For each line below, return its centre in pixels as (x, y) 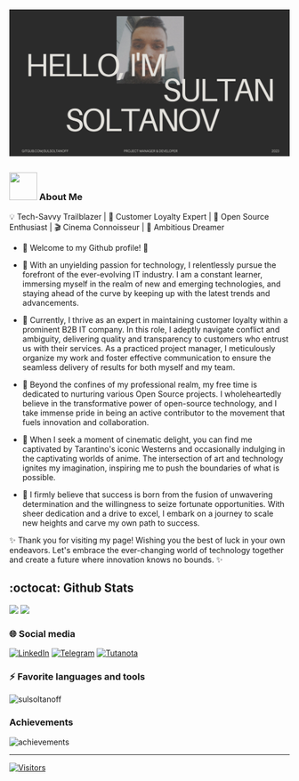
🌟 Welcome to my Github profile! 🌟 (85, 247)
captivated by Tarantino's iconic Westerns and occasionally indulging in (154, 448)
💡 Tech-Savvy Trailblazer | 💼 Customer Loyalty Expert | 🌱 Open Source (139, 216)
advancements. (50, 302)
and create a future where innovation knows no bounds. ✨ (116, 560)
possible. (39, 477)
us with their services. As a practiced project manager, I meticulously (149, 348)
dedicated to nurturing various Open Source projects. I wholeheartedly (152, 394)
